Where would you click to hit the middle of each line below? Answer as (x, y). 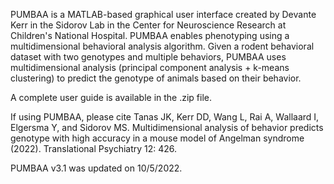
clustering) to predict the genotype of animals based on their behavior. (156, 78)
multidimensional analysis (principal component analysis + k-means (150, 67)
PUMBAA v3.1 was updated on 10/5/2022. (96, 168)
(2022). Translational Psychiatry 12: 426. (94, 148)
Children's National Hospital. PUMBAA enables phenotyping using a (150, 35)
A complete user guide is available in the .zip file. (111, 97)
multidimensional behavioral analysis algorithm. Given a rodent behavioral (162, 46)
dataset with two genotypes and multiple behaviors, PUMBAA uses (148, 57)
